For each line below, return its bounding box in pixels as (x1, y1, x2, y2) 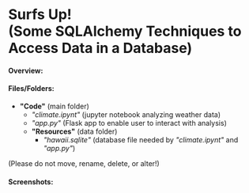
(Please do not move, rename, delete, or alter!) (8, 158, 160, 168)
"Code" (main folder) (19, 101, 89, 111)
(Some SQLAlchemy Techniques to (8, 22, 242, 40)
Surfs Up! (8, 6, 73, 24)
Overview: (8, 66, 43, 75)
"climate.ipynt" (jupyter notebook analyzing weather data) (31, 109, 221, 119)
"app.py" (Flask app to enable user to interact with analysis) (31, 118, 228, 127)
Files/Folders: (8, 84, 55, 93)
